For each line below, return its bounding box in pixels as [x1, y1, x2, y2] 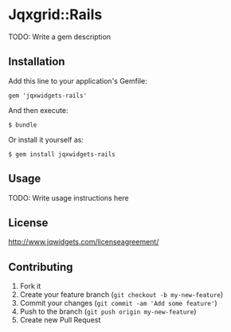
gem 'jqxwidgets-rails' [8, 92, 88, 100]
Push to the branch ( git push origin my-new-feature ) [19, 307, 197, 316]
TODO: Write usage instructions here [8, 193, 129, 202]
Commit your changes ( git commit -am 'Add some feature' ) [19, 299, 217, 308]
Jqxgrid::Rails [8, 6, 103, 24]
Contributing [8, 260, 73, 274]
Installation [8, 55, 65, 68]
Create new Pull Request [19, 315, 101, 325]
